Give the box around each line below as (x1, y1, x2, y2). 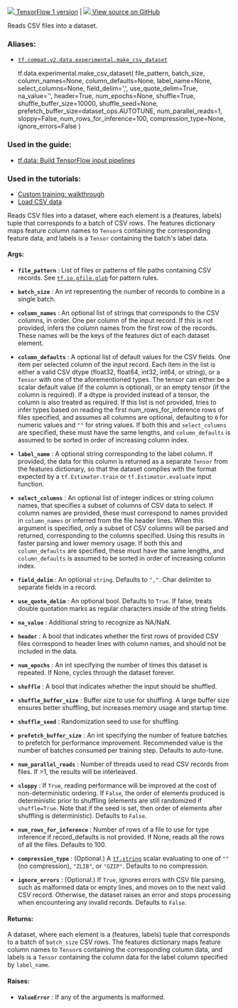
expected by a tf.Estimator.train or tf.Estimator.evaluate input (17, 472, 212, 481)
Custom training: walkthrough (17, 189, 105, 198)
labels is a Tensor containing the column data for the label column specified (7, 953, 228, 962)
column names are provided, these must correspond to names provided (17, 509, 228, 517)
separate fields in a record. (17, 583, 97, 592)
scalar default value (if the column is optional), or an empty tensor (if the (17, 383, 230, 391)
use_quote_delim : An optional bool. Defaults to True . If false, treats (17, 597, 212, 605)
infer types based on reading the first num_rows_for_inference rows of (17, 405, 225, 414)
